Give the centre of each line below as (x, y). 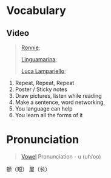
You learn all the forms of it (49, 115)
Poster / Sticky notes (41, 89)
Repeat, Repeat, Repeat (45, 83)
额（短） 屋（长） (28, 169)
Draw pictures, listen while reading (58, 96)
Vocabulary (36, 11)
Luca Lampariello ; (43, 71)
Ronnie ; (31, 47)
